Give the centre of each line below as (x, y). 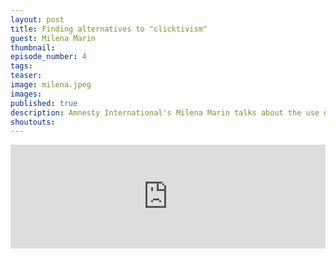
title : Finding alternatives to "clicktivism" (109, 29)
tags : (21, 66)
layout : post (37, 19)
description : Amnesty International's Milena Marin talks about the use (165, 112)
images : (26, 94)
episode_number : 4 (48, 57)
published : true (44, 103)
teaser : (26, 76)
